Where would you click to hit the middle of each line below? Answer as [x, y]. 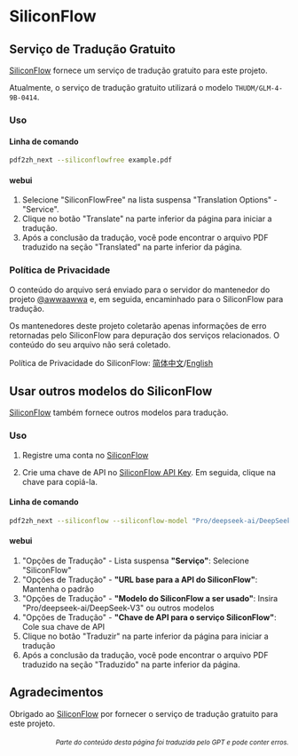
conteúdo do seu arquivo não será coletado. [90, 345]
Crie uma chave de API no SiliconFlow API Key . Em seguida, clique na [149, 472]
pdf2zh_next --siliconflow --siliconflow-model [99, 521]
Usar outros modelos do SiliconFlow [111, 391]
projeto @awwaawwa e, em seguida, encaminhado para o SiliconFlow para [146, 298]
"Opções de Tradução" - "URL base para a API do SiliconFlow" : [140, 579]
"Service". [40, 210]
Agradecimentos [56, 692]
